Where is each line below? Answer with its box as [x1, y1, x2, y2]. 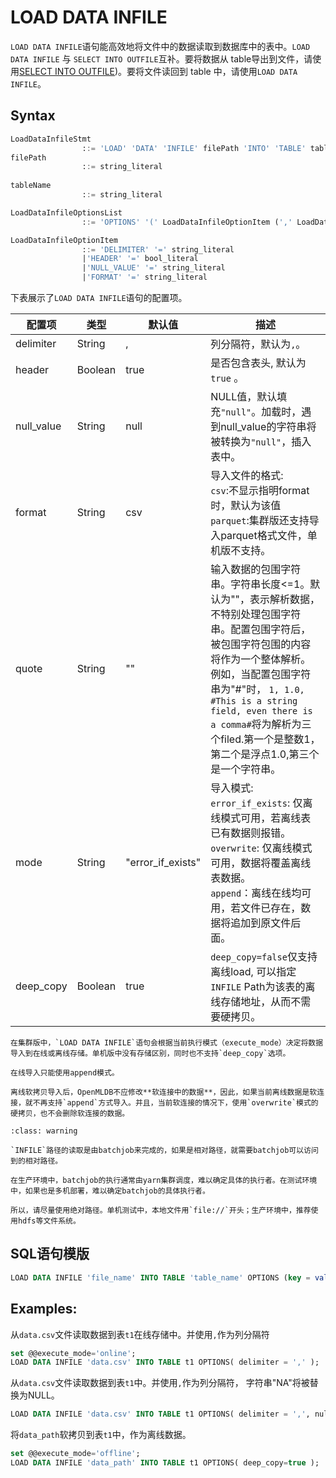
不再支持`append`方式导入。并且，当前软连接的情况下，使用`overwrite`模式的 [32, 1098, 319, 1108]
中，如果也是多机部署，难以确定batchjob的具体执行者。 [10, 1186, 210, 1196]
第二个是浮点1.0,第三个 [210, 747, 320, 761]
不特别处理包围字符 [210, 607, 302, 621]
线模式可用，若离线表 [210, 811, 312, 825]
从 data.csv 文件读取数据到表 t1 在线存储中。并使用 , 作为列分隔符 [10, 1328, 270, 1340]
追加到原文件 [230, 916, 292, 930]
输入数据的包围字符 [210, 562, 302, 576]
